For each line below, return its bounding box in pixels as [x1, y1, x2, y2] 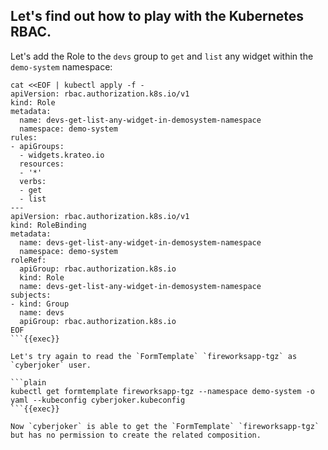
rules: [10, 132, 38, 143]
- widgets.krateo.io [19, 150, 105, 160]
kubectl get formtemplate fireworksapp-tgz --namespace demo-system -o [10, 386, 315, 396]
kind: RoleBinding [10, 220, 87, 230]
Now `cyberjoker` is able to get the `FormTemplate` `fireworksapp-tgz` [10, 421, 320, 431]
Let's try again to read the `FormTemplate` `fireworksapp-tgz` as [10, 351, 298, 361]
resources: [19, 159, 65, 169]
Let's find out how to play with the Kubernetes [10, 8, 304, 25]
